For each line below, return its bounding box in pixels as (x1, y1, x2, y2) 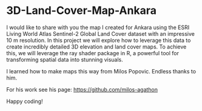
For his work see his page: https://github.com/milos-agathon (6, 86, 158, 93)
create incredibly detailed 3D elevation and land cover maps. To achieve (6, 43, 187, 50)
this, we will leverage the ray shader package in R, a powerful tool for (6, 49, 180, 56)
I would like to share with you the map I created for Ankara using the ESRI (6, 24, 190, 31)
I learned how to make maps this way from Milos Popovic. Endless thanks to (6, 67, 196, 75)
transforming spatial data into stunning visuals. (6, 56, 123, 63)
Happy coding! (6, 98, 44, 105)
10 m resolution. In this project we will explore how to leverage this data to (6, 36, 191, 44)
